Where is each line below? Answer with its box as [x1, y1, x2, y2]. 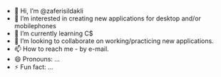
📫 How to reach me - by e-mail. [14, 45, 109, 53]
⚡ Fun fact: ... [14, 63, 53, 71]
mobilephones [14, 22, 57, 30]
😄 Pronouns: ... [14, 55, 61, 63]
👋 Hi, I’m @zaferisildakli [14, 7, 83, 15]
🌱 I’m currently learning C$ [14, 29, 94, 37]
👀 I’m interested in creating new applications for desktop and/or [14, 14, 202, 23]
